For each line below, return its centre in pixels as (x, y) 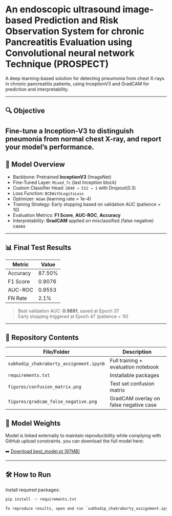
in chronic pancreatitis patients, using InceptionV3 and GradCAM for (77, 84)
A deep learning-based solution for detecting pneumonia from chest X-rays (85, 78)
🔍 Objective (25, 111)
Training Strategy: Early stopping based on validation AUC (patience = (87, 204)
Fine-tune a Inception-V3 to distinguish (70, 131)
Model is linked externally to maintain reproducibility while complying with (83, 435)
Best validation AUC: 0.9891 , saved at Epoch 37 (68, 311)
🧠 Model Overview (35, 165)
